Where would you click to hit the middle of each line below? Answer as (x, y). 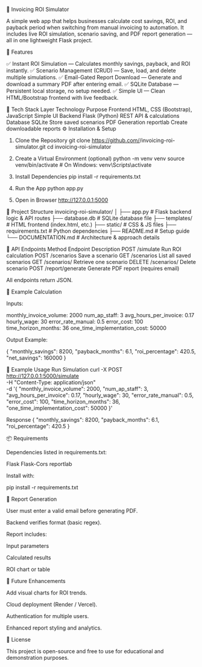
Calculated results (29, 558)
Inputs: (15, 303)
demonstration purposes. (38, 658)
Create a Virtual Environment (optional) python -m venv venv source (100, 158)
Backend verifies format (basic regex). (54, 522)
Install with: (21, 475)
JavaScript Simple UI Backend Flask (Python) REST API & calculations (93, 116)
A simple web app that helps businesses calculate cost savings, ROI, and (97, 21)
